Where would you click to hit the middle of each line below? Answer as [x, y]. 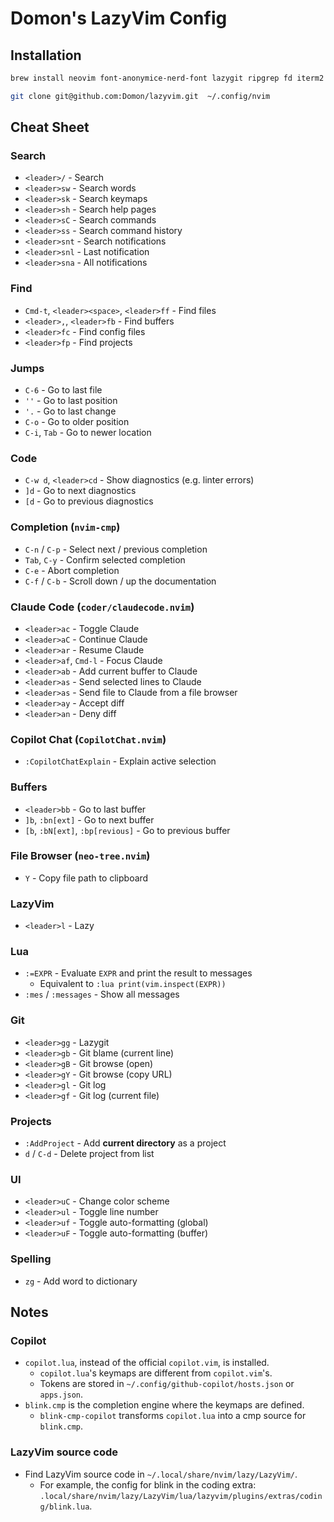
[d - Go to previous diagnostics [89, 501]
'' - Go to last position [71, 401]
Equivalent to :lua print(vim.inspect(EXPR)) [133, 984]
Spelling [31, 1259]
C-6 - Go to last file [63, 390]
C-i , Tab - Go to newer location [88, 433]
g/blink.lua [64, 1507]
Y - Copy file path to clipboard [86, 878]
